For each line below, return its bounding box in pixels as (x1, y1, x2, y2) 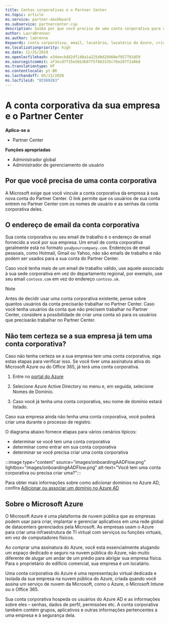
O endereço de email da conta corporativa (5, 220, 140, 229)
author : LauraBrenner (5, 31, 51, 36)
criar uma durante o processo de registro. (5, 419, 92, 425)
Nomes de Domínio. (12, 389, 54, 395)
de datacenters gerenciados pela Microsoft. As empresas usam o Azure (5, 523, 154, 530)
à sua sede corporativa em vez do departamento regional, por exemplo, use (5, 271, 162, 277)
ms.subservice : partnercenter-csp (5, 21, 78, 27)
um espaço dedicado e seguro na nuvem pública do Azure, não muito (5, 549, 150, 556)
